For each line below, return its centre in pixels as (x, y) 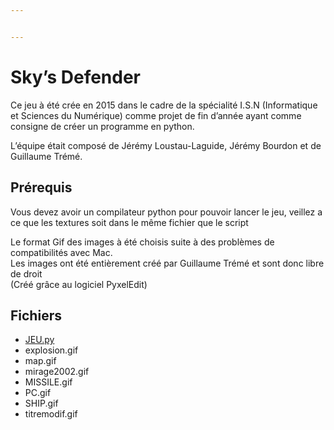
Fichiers (36, 315)
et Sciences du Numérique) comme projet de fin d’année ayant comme (156, 115)
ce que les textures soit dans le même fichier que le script (129, 222)
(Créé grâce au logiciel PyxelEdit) (79, 284)
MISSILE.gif (48, 382)
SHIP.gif (41, 403)
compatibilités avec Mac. (61, 252)
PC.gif (38, 393)
